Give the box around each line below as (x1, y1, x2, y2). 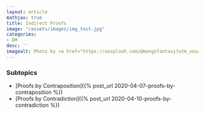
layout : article (6, 8, 48, 15)
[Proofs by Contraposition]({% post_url (15, 82, 113, 90)
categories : (6, 32, 37, 38)
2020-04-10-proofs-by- (111, 95, 172, 102)
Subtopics (6, 68, 38, 76)
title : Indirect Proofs (6, 20, 67, 26)
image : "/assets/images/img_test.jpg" (6, 25, 105, 32)
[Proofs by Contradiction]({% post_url (15, 95, 110, 102)
